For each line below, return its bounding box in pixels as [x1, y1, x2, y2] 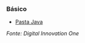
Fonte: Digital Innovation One [6, 30, 80, 37]
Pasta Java [15, 19, 43, 26]
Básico [6, 5, 27, 13]
